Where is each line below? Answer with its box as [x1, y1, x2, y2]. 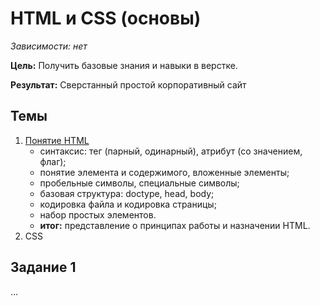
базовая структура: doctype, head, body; [39, 187, 215, 199]
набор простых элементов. [39, 208, 157, 221]
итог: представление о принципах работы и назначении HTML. [39, 219, 311, 231]
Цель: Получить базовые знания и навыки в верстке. [10, 59, 238, 71]
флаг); [39, 155, 67, 167]
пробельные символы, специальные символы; [39, 177, 240, 189]
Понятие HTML [24, 134, 90, 146]
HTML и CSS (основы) [10, 7, 202, 30]
